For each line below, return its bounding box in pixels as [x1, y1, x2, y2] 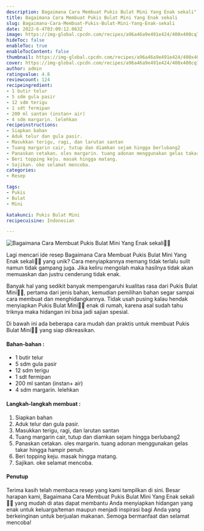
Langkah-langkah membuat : [6, 400, 81, 408]
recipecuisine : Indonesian [6, 217, 75, 224]
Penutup [6, 473, 29, 481]
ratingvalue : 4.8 [6, 71, 50, 77]
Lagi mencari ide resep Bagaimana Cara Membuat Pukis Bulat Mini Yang [6, 251, 187, 259]
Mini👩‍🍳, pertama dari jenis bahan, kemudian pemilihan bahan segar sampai [6, 289, 194, 296]
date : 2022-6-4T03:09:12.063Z [6, 26, 83, 32]
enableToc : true [6, 43, 47, 49]
